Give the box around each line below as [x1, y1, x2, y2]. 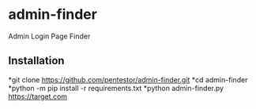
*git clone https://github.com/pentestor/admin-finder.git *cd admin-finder [8, 74, 248, 84]
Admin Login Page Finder [8, 31, 91, 41]
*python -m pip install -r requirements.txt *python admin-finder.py [8, 83, 224, 93]
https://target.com [8, 92, 68, 101]
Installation [8, 54, 65, 67]
